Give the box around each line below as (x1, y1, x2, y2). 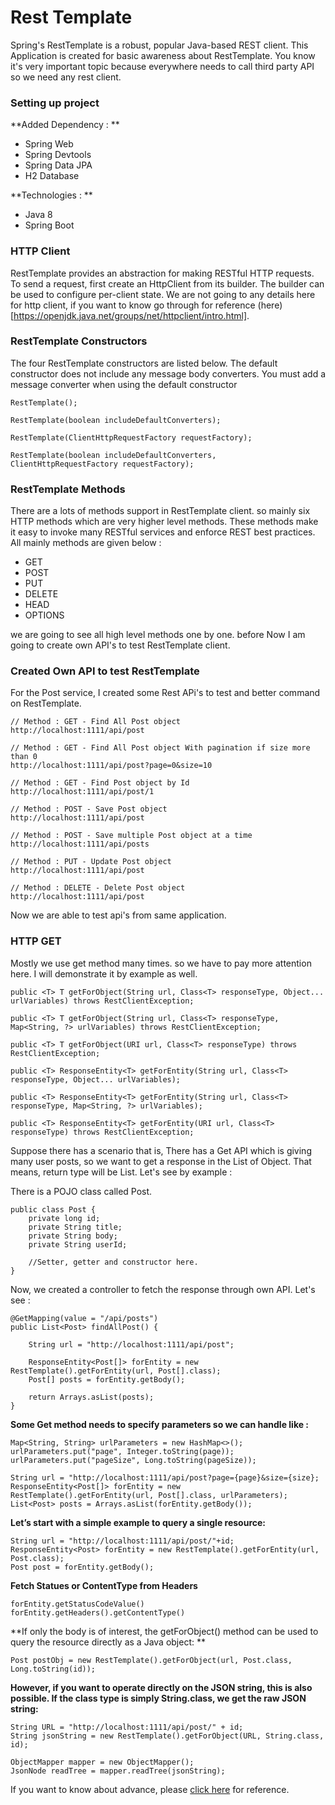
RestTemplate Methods (10, 482, 126, 496)
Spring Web (24, 138, 74, 150)
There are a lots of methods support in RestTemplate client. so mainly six (10, 505, 311, 517)
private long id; (28, 1213, 101, 1223)
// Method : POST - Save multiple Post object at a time (10, 831, 253, 841)
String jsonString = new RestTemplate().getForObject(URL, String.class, (10, 1731, 325, 1741)
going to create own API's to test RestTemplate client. (10, 639, 231, 651)
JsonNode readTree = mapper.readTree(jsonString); (10, 1766, 226, 1776)
